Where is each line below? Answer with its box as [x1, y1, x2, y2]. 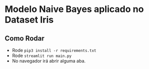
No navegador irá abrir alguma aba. [12, 58, 86, 63]
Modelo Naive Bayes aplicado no [5, 3, 144, 15]
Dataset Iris [5, 14, 54, 25]
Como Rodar [5, 34, 45, 42]
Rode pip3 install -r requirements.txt [12, 47, 97, 53]
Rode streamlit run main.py [12, 52, 72, 58]
